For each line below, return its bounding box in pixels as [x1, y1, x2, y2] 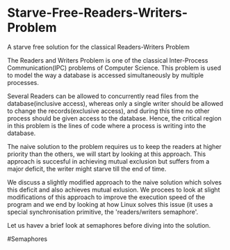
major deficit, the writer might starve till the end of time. [7, 164, 167, 173]
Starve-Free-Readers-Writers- [7, 5, 188, 21]
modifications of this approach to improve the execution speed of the [7, 193, 206, 201]
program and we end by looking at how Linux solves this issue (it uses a [7, 200, 213, 208]
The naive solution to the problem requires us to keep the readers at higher [7, 142, 222, 150]
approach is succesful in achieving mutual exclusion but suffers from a [7, 157, 210, 165]
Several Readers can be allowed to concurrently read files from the [7, 92, 199, 100]
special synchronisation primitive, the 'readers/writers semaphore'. [7, 208, 199, 216]
